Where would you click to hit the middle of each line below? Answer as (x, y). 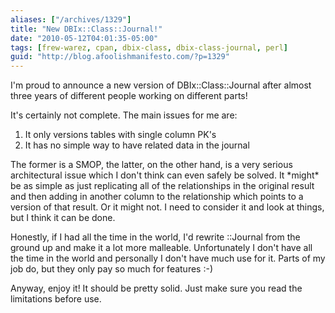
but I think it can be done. (63, 218)
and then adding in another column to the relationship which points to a (157, 197)
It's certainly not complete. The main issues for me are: (124, 115)
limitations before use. (56, 299)
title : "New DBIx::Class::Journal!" (86, 29)
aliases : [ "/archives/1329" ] (71, 19)
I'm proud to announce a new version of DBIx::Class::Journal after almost (161, 85)
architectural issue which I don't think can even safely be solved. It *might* (165, 175)
